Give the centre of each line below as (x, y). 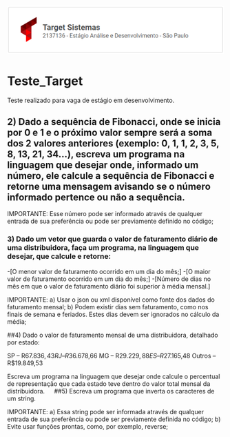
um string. (22, 398)
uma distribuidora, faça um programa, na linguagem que (103, 248)
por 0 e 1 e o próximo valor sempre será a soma (109, 132)
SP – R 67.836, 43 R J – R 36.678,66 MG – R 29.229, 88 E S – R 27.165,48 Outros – (112, 356)
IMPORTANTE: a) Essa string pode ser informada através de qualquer (106, 411)
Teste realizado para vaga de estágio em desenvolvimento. (91, 100)
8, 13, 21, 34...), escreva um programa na (96, 154)
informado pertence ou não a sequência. (96, 197)
